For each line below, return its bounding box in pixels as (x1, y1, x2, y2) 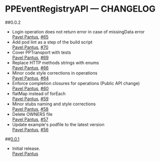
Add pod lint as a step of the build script (12, 39, 93, 45)
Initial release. (12, 145, 40, 151)
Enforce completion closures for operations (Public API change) (12, 80, 140, 86)
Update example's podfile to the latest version (12, 121, 105, 127)
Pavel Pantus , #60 (12, 85, 49, 91)
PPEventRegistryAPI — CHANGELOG (5, 3, 156, 15)
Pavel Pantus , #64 (12, 75, 49, 81)
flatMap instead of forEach (12, 91, 66, 97)
